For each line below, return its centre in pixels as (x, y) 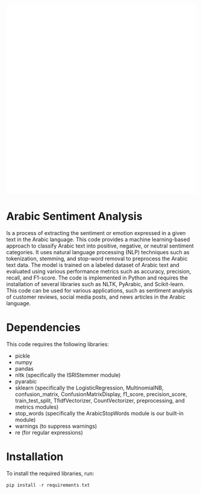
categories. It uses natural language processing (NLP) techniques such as (98, 252)
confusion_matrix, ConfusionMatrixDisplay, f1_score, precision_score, (101, 394)
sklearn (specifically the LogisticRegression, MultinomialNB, (89, 388)
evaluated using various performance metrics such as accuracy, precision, (99, 271)
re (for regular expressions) (49, 432)
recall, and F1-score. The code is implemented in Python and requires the (97, 278)
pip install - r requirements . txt (48, 485)
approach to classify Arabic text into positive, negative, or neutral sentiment (100, 246)
